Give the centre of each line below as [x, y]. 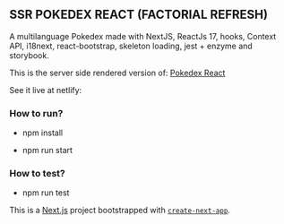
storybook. [29, 55]
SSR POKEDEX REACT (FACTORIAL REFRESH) [139, 15]
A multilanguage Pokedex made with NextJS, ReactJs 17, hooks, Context [143, 36]
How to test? [37, 174]
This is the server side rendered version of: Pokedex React [117, 73]
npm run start [47, 151]
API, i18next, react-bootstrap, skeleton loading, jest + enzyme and [131, 46]
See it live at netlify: [46, 90]
